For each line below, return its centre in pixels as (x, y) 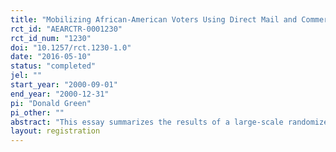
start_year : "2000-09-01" (64, 85)
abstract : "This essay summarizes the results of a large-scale (147, 122)
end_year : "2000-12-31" (60, 94)
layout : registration (55, 131)
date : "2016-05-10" (51, 57)
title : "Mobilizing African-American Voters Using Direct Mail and (154, 19)
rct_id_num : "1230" (51, 38)
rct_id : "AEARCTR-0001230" (66, 29)
